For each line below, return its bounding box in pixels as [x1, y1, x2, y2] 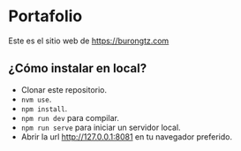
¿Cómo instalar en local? [8, 61, 147, 76]
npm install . [20, 103, 68, 114]
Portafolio [8, 6, 83, 26]
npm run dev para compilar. [20, 112, 120, 123]
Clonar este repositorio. [20, 84, 108, 94]
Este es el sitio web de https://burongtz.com [8, 35, 169, 46]
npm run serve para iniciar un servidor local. [20, 122, 182, 132]
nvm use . [20, 94, 52, 104]
